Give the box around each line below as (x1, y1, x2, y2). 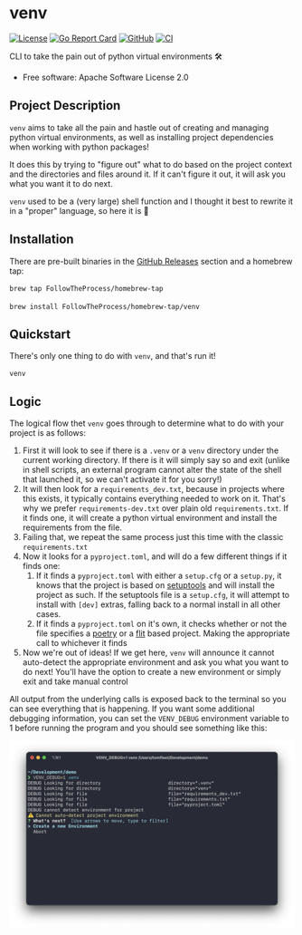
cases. (35, 609, 61, 620)
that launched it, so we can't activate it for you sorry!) (22, 474, 223, 485)
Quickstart (9, 326, 71, 342)
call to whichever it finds (35, 638, 128, 649)
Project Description (9, 98, 121, 113)
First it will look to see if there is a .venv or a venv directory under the (22, 445, 279, 456)
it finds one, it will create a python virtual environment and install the (22, 513, 278, 524)
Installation (9, 232, 74, 247)
